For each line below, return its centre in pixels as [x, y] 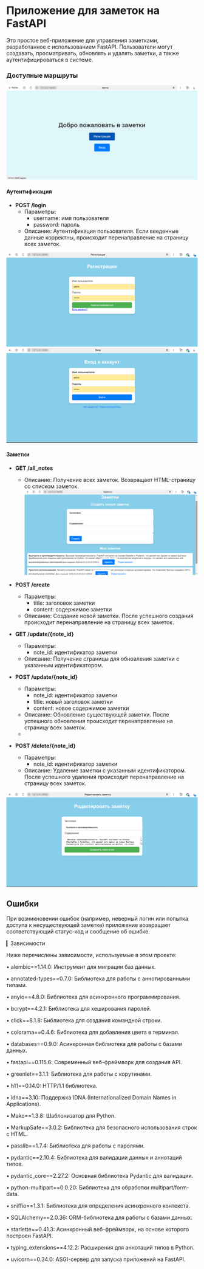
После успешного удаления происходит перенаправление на [104, 777]
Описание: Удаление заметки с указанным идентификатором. [105, 771]
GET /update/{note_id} [44, 634]
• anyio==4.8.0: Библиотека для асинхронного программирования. [93, 997]
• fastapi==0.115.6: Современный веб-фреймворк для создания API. [94, 1062]
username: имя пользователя [71, 218]
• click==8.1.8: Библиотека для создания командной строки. [84, 1020]
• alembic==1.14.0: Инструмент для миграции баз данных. [81, 966]
